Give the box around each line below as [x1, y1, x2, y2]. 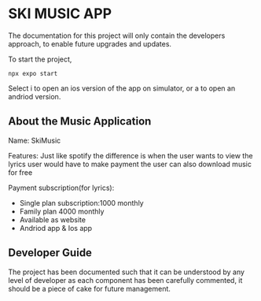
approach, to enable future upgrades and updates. [8, 39, 171, 48]
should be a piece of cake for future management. [8, 284, 171, 293]
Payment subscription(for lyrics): [8, 183, 115, 192]
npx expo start [8, 69, 58, 77]
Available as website [19, 214, 86, 225]
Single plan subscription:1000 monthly [19, 198, 144, 207]
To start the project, [8, 54, 72, 64]
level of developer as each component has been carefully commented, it [8, 275, 243, 284]
